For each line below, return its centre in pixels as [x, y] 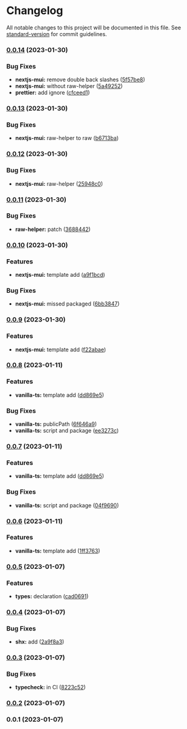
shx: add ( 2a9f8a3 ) [40, 642]
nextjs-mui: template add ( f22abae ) [61, 350]
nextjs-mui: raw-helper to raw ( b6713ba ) [67, 138]
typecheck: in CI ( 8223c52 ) [51, 687]
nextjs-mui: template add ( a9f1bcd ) [60, 275]
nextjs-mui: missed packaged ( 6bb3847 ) [67, 304]
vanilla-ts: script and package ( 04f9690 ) [67, 505]
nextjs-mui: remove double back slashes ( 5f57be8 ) [80, 79]
